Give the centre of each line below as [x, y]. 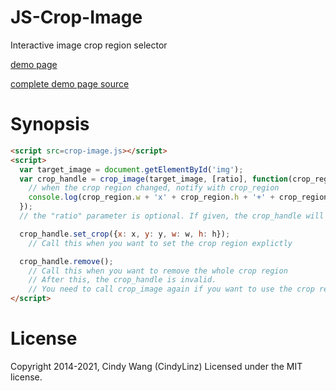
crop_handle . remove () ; [66, 261]
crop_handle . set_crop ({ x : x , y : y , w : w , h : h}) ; [125, 234]
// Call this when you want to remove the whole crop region [158, 271]
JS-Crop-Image [76, 17]
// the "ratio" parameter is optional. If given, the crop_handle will [172, 216]
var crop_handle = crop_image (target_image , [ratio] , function [153, 179]
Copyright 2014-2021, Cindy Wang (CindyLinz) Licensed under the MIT [156, 366]
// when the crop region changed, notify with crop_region [154, 188]
